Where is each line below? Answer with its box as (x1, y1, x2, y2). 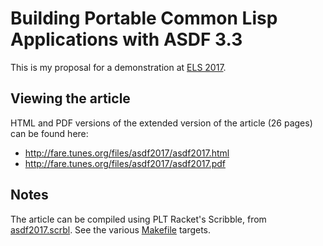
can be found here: (10, 127, 89, 139)
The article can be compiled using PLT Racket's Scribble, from (10, 213, 267, 225)
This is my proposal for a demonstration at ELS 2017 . (10, 61, 227, 73)
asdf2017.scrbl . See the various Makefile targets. (10, 223, 212, 236)
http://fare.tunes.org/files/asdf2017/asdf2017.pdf (24, 157, 226, 169)
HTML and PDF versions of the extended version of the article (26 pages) (10, 117, 313, 129)
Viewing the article (10, 90, 131, 107)
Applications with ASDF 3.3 (10, 28, 243, 51)
